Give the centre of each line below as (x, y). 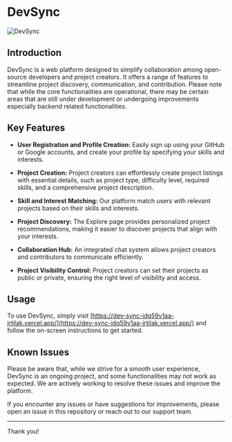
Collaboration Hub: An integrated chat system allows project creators (116, 249)
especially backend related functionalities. (67, 106)
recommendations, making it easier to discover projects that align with (117, 229)
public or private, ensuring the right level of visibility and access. (109, 278)
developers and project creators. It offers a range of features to (118, 77)
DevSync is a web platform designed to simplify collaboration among (105, 69)
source (17, 77)
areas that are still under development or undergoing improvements (103, 99)
